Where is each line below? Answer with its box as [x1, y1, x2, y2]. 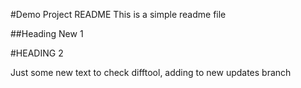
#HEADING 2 [10, 47, 64, 59]
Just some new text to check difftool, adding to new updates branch [10, 67, 292, 78]
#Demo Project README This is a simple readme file [10, 9, 227, 20]
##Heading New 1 [10, 28, 84, 39]
